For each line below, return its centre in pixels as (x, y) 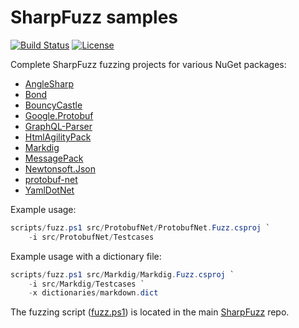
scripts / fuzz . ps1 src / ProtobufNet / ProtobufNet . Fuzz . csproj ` (140, 227)
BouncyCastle (53, 105)
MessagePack (54, 158)
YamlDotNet (49, 190)
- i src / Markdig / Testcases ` (86, 284)
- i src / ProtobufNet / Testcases (91, 237)
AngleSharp (49, 83)
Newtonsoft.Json (60, 168)
